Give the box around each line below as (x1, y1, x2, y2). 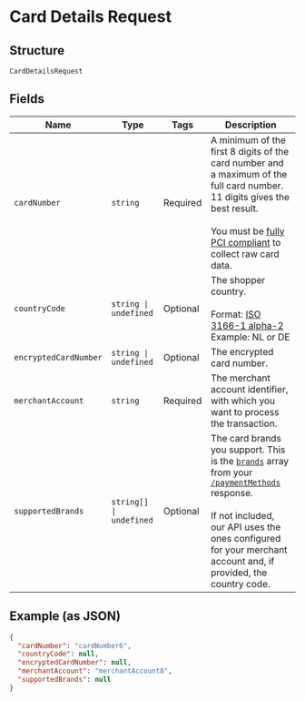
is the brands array (210, 454, 290, 467)
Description (225, 118, 277, 131)
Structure (9, 43, 65, 58)
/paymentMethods (210, 477, 281, 488)
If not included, (210, 509, 275, 522)
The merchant (210, 371, 271, 384)
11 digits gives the (210, 190, 290, 203)
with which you (210, 394, 275, 407)
